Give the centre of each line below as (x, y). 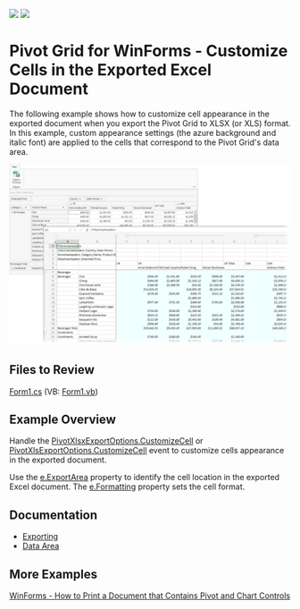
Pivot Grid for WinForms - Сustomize (149, 51)
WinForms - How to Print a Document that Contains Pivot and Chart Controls (150, 596)
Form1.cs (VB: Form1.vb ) (54, 391)
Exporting (40, 537)
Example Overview (62, 420)
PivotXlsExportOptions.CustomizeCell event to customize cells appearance (147, 451)
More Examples (54, 574)
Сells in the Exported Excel (110, 70)
